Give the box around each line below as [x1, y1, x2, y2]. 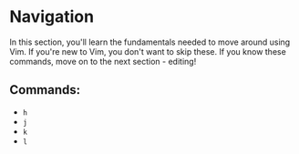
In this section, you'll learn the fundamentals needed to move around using [9, 36, 291, 47]
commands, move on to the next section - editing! [9, 56, 197, 67]
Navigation [9, 6, 94, 27]
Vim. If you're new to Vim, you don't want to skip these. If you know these [9, 46, 287, 56]
